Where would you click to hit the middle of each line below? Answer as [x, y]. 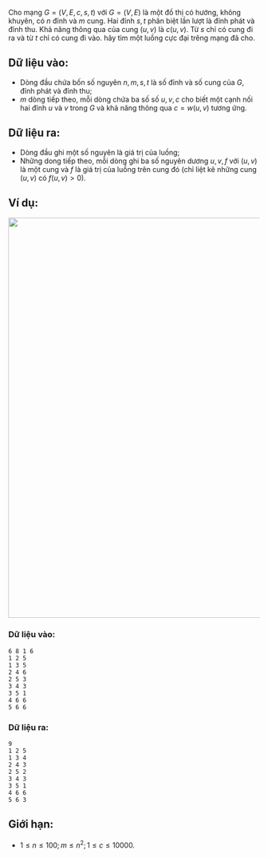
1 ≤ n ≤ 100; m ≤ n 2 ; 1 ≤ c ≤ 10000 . [77, 844]
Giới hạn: [31, 824]
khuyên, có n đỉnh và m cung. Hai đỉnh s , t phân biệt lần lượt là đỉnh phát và [132, 21]
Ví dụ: [23, 203]
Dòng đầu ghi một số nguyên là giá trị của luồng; [100, 152]
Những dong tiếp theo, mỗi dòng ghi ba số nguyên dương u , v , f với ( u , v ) [138, 161]
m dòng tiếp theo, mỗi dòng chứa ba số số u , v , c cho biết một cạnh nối [136, 99]
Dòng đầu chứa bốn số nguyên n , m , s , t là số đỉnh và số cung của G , [132, 82]
